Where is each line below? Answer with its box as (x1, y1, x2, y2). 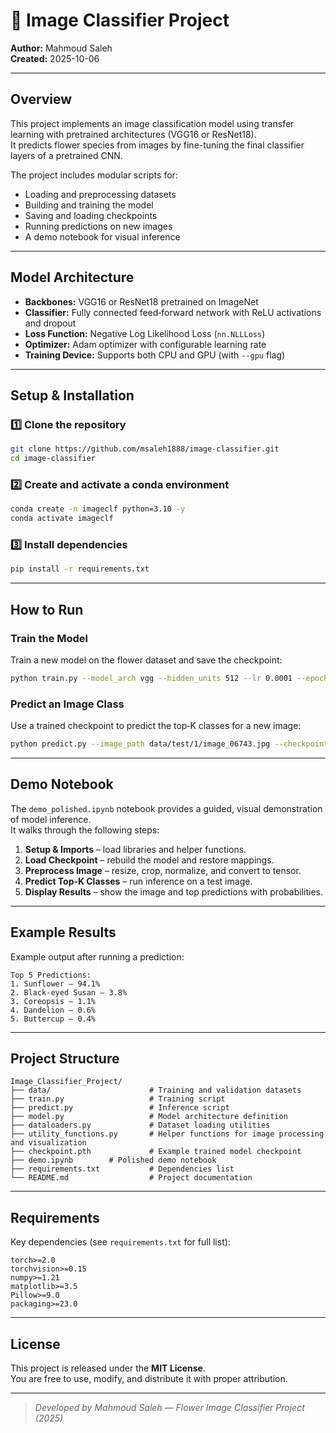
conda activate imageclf (10, 514, 114, 524)
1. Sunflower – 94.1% (10, 979, 101, 989)
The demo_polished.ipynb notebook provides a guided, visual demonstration (10, 802, 323, 814)
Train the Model (10, 631, 89, 645)
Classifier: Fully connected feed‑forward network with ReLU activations (24, 306, 322, 318)
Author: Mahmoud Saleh (10, 42, 113, 54)
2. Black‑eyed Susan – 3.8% (10, 987, 128, 998)
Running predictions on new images (24, 220, 173, 232)
